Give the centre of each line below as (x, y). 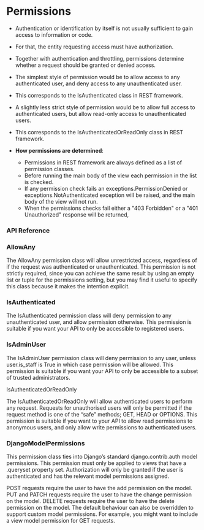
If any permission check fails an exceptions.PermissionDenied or (106, 188)
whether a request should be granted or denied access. (85, 65)
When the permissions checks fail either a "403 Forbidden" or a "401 (111, 208)
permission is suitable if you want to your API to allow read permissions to (100, 421)
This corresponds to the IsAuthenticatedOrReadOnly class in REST (99, 132)
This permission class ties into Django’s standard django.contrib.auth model (102, 457)
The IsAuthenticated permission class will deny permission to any (89, 316)
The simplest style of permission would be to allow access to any (97, 77)
